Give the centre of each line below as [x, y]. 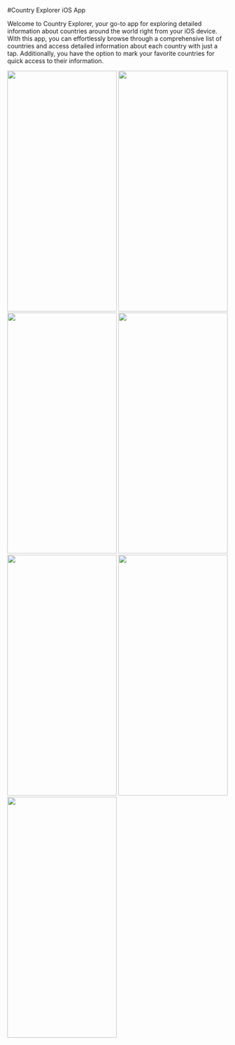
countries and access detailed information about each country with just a [113, 46]
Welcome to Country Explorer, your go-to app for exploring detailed [105, 23]
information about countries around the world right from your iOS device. [113, 31]
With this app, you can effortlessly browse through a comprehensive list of [115, 39]
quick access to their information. [56, 61]
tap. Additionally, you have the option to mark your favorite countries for [111, 53]
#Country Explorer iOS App [47, 10]
